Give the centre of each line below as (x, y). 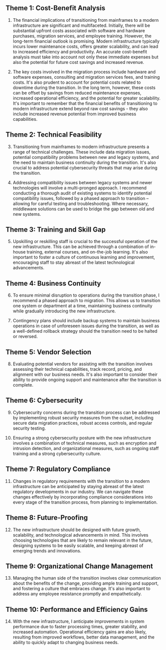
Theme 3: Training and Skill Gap (56, 230)
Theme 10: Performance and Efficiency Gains (77, 609)
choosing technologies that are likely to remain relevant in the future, (83, 540)
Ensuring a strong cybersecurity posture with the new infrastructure (82, 438)
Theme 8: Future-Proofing (47, 518)
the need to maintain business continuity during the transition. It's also (84, 162)
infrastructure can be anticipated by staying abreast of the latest (78, 486)
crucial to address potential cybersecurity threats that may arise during (85, 167)
